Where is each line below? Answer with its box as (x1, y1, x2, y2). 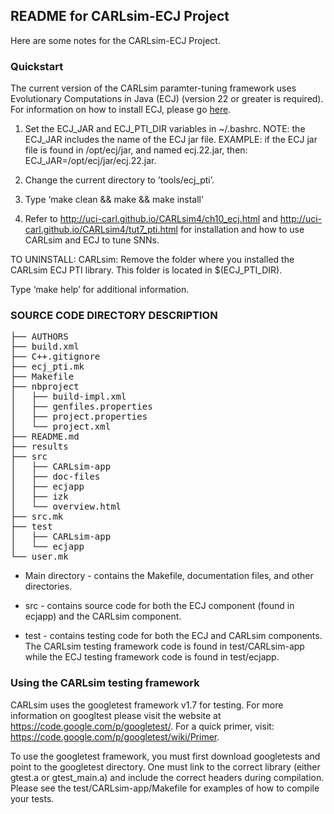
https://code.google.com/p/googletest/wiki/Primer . (10, 730, 220, 743)
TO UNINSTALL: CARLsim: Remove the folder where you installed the (10, 254, 295, 266)
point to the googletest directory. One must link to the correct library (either (10, 760, 321, 773)
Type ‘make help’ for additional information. (10, 284, 190, 296)
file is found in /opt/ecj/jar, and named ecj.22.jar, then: (24, 144, 248, 156)
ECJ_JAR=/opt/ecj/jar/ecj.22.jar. (24, 155, 157, 167)
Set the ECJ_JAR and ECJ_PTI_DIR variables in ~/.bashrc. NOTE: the (24, 123, 306, 135)
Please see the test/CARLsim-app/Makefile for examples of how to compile (10, 782, 320, 794)
